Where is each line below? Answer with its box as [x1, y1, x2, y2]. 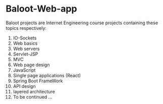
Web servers [13, 45, 40, 51]
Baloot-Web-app [6, 3, 77, 15]
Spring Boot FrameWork [13, 78, 63, 84]
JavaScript [13, 67, 36, 73]
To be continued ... [13, 94, 52, 100]
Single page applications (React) [13, 72, 81, 78]
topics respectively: [6, 25, 47, 31]
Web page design [13, 62, 50, 68]
